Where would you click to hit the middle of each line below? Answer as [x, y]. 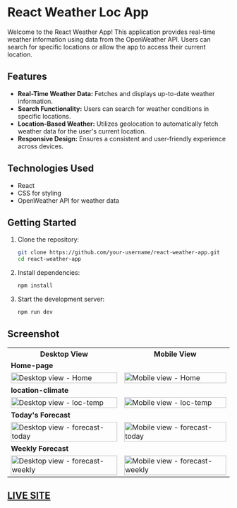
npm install [35, 286]
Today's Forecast [41, 415]
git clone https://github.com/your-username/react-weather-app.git [119, 253]
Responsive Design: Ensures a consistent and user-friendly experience [122, 138]
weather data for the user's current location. [82, 131]
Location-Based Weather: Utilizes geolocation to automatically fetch [118, 124]
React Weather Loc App [78, 12]
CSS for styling [39, 193]
